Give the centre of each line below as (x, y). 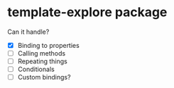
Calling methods (42, 53)
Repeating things (42, 61)
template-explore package (87, 12)
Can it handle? (28, 32)
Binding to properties (48, 45)
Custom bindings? (44, 77)
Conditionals (36, 69)
